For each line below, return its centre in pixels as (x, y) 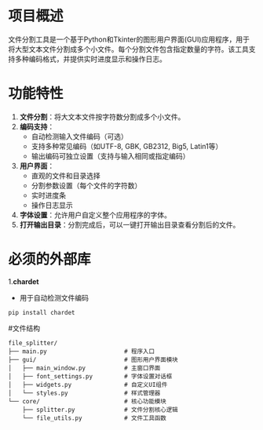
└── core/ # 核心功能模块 (87, 401)
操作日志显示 (52, 205)
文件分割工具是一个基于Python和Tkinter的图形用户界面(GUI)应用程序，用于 (129, 39)
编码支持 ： (37, 126)
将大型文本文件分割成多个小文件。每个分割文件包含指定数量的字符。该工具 (128, 49)
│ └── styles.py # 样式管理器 (84, 393)
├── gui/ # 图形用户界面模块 (93, 359)
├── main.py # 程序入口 (82, 351)
